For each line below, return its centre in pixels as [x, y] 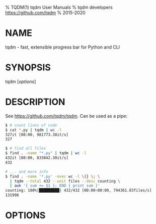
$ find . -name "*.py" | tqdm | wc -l [46, 153]
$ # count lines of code [31, 125]
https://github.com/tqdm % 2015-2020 [45, 13]
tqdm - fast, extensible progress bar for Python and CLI [63, 47]
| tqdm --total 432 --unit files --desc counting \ [65, 181]
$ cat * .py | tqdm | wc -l [33, 130]
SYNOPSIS [28, 68]
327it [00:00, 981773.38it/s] [37, 135]
